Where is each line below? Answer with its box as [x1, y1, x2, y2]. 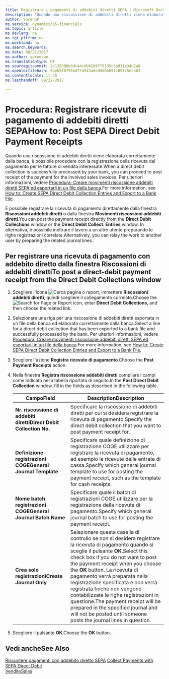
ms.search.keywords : [5, 45, 49, 50]
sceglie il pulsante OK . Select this [70, 547, 148, 554]
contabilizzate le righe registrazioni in [70, 591, 159, 598]
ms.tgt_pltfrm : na [5, 36, 44, 41]
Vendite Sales [5, 668, 33, 674]
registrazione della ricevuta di [70, 501, 141, 508]
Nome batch [15, 495, 45, 502]
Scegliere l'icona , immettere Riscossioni [12, 289, 148, 295]
